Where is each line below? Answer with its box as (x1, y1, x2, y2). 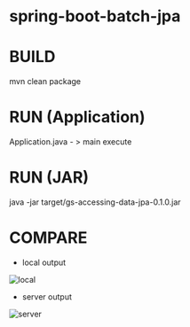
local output (21, 257, 67, 268)
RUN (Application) (9, 107, 146, 128)
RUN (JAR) (9, 167, 90, 188)
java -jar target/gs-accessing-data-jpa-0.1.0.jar (9, 197, 181, 207)
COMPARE (9, 228, 88, 248)
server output (21, 291, 73, 302)
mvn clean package (9, 76, 82, 87)
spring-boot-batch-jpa (9, 6, 181, 27)
